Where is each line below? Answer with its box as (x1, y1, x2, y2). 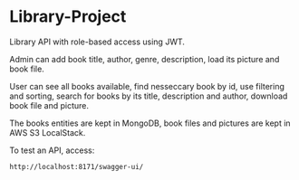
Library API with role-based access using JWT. (9, 36, 186, 47)
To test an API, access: (9, 145, 95, 156)
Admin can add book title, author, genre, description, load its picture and (9, 53, 280, 64)
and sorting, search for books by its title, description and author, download (9, 90, 288, 101)
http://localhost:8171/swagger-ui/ (9, 162, 144, 171)
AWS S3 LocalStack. (9, 127, 86, 137)
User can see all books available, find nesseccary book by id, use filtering (9, 81, 285, 91)
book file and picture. (9, 99, 89, 110)
